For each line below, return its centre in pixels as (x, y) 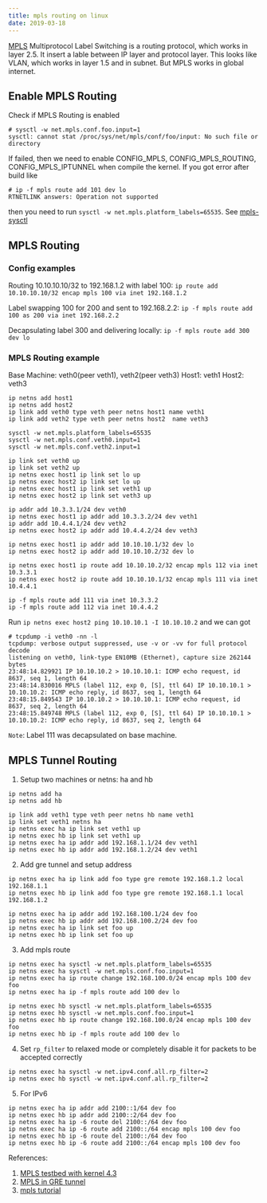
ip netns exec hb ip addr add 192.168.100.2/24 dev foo (103, 921)
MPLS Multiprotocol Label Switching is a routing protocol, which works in (128, 45)
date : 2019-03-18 (37, 23)
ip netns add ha (35, 794)
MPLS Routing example (54, 358)
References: (28, 1158)
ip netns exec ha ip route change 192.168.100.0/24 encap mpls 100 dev (130, 978)
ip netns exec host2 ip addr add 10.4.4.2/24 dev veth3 (103, 531)
